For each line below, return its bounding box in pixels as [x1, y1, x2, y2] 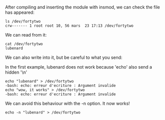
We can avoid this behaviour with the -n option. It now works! [5, 101, 130, 106]
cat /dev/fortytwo [5, 41, 43, 46]
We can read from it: [5, 32, 47, 38]
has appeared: [5, 9, 35, 15]
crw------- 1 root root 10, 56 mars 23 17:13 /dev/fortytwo [5, 23, 134, 28]
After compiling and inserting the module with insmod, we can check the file [5, 4, 160, 10]
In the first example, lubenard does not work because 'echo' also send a [5, 64, 152, 70]
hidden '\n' [5, 69, 27, 75]
